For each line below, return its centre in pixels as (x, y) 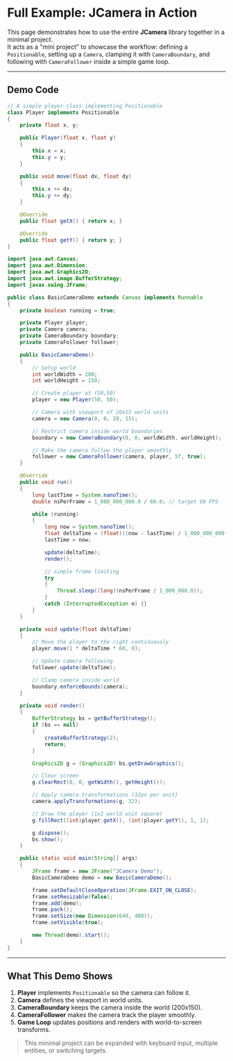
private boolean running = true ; (68, 311)
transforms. (34, 1030)
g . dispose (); (51, 833)
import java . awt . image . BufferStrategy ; (65, 279)
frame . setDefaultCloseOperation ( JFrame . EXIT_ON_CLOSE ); (114, 890)
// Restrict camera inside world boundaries (97, 431)
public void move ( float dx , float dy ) (76, 176)
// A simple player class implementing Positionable (85, 106)
